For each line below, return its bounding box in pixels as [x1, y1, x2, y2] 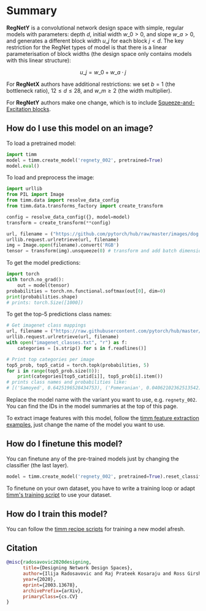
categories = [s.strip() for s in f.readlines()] [17, 345, 147, 351]
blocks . [32, 105, 51, 112]
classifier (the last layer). [6, 461, 69, 469]
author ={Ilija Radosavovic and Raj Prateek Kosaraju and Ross [22, 570, 185, 577]
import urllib [6, 185, 43, 192]
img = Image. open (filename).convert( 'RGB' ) [6, 242, 120, 249]
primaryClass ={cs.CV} [22, 593, 78, 599]
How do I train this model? [6, 509, 108, 520]
